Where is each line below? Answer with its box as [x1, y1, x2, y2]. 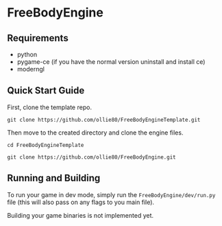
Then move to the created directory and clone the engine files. [7, 128, 184, 137]
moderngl [16, 65, 45, 73]
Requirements [7, 32, 69, 44]
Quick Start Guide [7, 84, 85, 97]
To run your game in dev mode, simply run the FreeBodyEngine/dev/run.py [7, 190, 216, 199]
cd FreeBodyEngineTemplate [7, 142, 84, 148]
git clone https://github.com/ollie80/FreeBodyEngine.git [7, 153, 176, 161]
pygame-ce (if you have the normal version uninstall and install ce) [16, 58, 206, 66]
